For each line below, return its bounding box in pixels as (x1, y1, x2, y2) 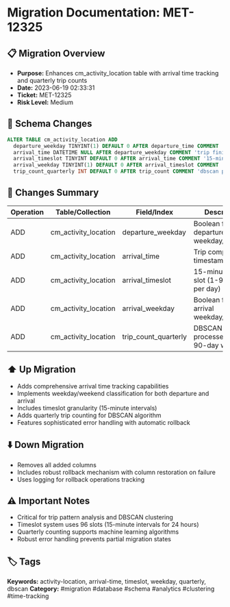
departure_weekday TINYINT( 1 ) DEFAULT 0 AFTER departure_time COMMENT (13, 143, 219, 149)
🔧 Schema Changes (7, 118, 92, 129)
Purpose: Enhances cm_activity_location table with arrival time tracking (16, 69, 219, 77)
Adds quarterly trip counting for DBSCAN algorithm (16, 411, 162, 419)
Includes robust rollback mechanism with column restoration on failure (16, 468, 216, 476)
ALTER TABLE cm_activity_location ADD (7, 136, 118, 143)
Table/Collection (55, 207, 111, 216)
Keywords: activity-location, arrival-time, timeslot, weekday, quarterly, (7, 578, 207, 586)
